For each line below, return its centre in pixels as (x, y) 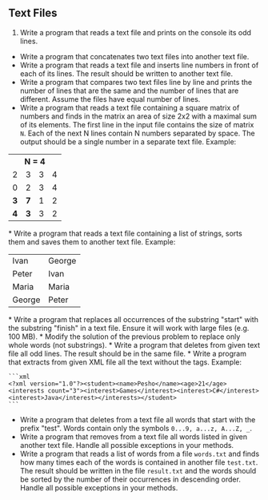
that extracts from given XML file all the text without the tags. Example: (125, 362)
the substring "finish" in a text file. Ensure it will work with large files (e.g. (129, 328)
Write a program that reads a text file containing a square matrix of (130, 107)
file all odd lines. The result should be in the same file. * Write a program (127, 353)
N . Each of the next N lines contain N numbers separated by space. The (137, 133)
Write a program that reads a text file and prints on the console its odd (136, 32)
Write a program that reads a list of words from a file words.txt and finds (140, 454)
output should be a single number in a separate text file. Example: (128, 141)
